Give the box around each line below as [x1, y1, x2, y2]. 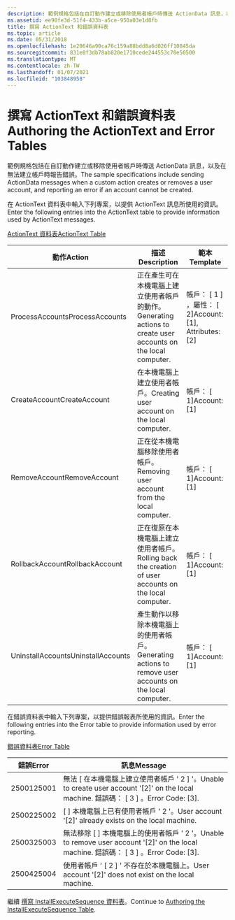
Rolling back [137, 553, 178, 563]
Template [189, 257, 222, 267]
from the [137, 493, 166, 503]
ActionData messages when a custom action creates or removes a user [7, 178, 213, 187]
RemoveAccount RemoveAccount [10, 473, 119, 482]
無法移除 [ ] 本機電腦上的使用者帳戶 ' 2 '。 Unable [62, 828, 225, 838]
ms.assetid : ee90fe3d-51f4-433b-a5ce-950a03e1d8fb [7, 17, 158, 24]
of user [137, 570, 161, 580]
